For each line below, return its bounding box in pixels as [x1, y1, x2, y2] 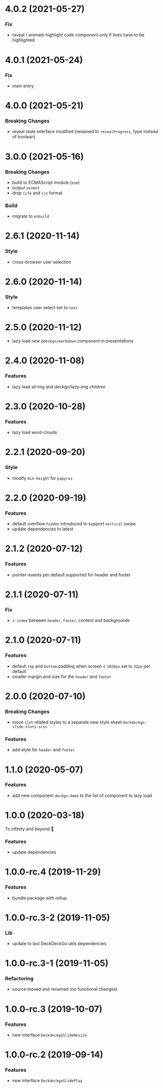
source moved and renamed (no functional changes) [12, 986, 118, 992]
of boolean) [12, 134, 36, 140]
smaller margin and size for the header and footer [12, 674, 112, 680]
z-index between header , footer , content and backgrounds [12, 617, 130, 623]
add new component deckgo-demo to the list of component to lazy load [12, 793, 152, 798]
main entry [12, 83, 34, 89]
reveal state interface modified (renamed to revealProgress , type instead [12, 129, 158, 135]
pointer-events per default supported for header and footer [12, 571, 131, 578]
